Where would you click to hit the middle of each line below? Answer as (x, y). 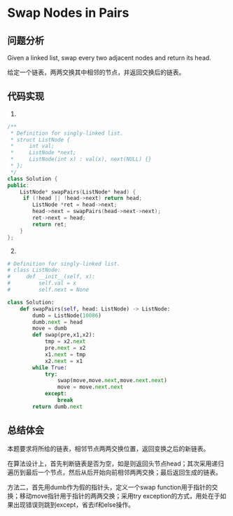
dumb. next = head (57, 322)
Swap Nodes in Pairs (68, 13)
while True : (50, 367)
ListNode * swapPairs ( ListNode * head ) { (78, 192)
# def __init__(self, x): (51, 277)
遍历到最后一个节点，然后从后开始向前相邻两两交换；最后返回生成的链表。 (114, 472)
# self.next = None (48, 290)
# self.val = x (42, 283)
